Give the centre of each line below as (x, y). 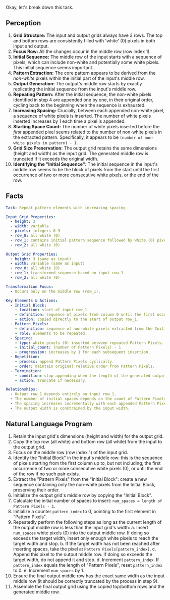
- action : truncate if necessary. (51, 380)
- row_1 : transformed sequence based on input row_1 (67, 273)
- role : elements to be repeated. (51, 333)
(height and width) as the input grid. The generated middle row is (80, 153)
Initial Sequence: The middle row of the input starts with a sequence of (87, 57)
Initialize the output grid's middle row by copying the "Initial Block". (83, 495)
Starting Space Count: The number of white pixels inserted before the (86, 126)
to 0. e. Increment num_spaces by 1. (49, 570)
